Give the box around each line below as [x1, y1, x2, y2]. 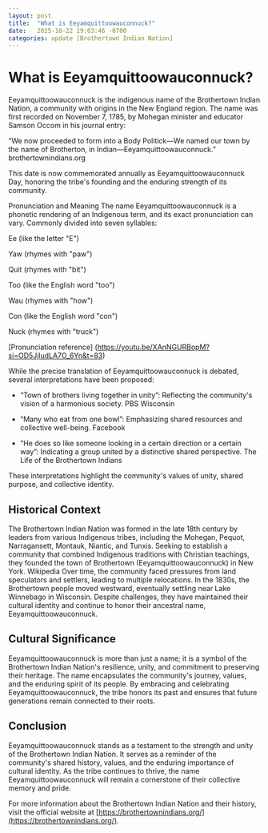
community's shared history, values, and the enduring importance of [8, 758, 234, 767]
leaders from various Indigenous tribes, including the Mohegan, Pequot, [8, 533, 246, 541]
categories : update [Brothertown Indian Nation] [8, 34, 174, 42]
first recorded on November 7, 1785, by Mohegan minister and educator [8, 112, 244, 122]
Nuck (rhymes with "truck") [8, 327, 99, 336]
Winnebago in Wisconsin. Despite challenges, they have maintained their [8, 592, 249, 602]
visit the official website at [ [8, 807, 99, 817]
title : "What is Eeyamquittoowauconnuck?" [8, 19, 156, 27]
